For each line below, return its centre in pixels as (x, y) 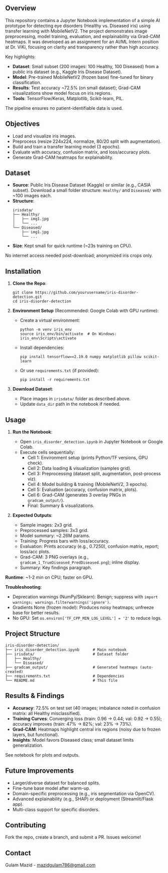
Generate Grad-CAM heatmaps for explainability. (63, 157)
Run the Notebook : (32, 432)
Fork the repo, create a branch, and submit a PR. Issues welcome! (73, 837)
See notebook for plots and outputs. (42, 755)
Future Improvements (40, 771)
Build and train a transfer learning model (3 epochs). (66, 146)
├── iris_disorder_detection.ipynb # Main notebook (66, 650)
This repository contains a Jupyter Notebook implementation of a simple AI (83, 20)
